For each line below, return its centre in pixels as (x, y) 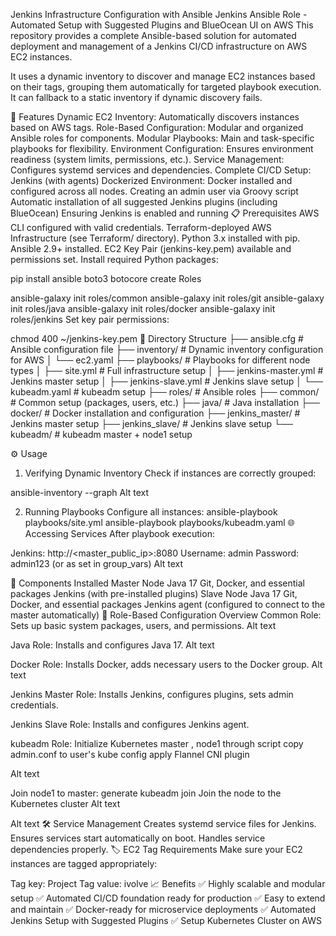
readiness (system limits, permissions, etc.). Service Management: (147, 159)
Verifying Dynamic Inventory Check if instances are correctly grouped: (170, 473)
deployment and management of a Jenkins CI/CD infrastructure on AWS (159, 46)
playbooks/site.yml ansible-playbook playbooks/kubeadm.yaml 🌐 (159, 522)
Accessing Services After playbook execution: (119, 533)
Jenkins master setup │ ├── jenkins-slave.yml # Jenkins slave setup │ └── (166, 381)
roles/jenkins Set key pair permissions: (90, 319)
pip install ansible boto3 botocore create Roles (106, 278)
